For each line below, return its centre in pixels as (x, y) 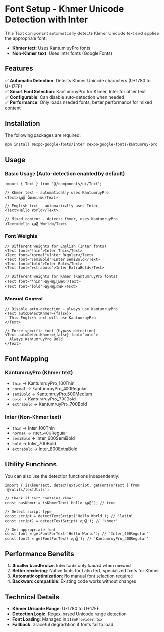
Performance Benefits (40, 553)
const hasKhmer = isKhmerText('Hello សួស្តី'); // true (60, 503)
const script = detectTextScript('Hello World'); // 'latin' (69, 516)
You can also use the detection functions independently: (62, 476)
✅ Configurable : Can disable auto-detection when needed (65, 97)
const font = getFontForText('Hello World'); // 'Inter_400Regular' (77, 534)
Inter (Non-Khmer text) (33, 417)
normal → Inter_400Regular (40, 433)
